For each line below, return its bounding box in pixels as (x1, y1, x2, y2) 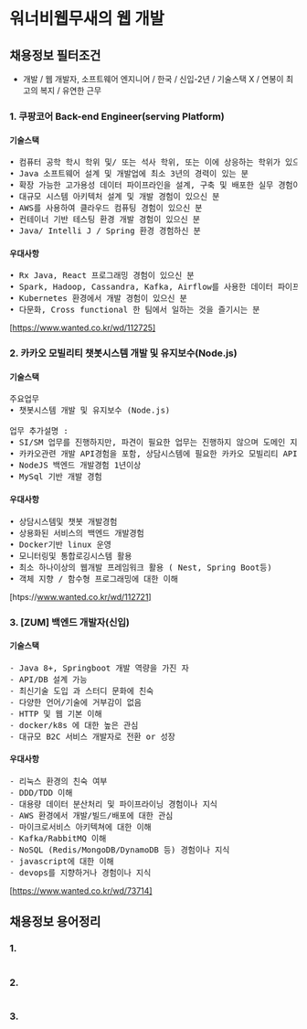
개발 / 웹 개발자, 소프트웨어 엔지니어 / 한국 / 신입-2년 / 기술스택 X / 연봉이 (22, 74, 284, 84)
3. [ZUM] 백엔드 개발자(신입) (9, 616, 130, 628)
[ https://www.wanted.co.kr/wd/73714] (9, 884, 153, 896)
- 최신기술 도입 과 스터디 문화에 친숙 (9, 685, 154, 696)
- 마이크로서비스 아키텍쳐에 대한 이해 (9, 821, 153, 832)
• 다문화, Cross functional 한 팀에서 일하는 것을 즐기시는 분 (9, 305, 260, 316)
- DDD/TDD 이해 (9, 788, 73, 798)
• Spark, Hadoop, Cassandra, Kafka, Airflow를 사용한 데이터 (9, 282, 274, 293)
